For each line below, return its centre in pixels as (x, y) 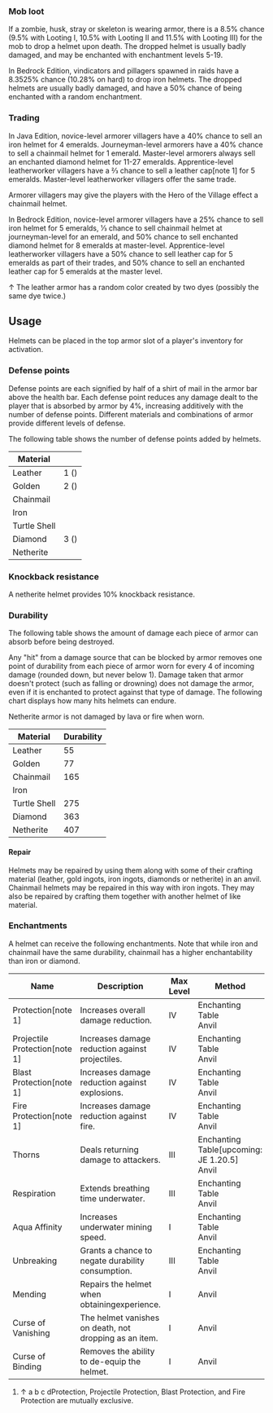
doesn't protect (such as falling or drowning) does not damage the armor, (131, 684)
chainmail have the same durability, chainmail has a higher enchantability (131, 952)
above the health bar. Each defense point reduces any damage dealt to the (133, 397)
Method (230, 986)
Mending (30, 1294)
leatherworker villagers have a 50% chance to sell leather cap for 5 (121, 253)
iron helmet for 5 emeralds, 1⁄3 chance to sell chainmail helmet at (115, 228)
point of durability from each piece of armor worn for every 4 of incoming (131, 667)
